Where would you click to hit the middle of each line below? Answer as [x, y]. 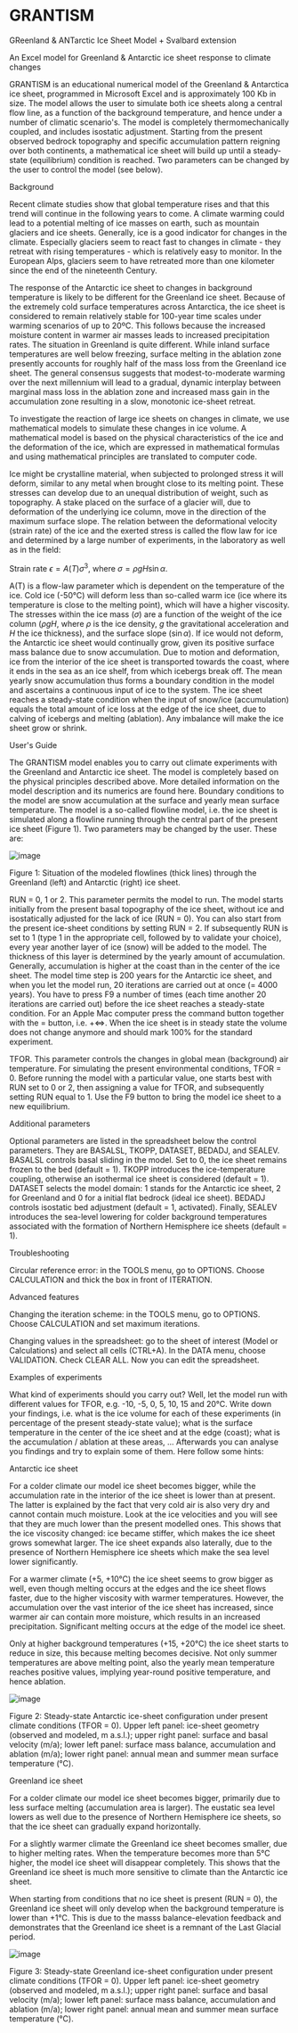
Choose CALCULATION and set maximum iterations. [105, 1323]
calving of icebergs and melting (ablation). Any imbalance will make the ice [147, 718]
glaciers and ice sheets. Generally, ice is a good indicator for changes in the [148, 232]
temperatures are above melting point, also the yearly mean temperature [142, 1662]
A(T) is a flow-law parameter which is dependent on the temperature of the [147, 586]
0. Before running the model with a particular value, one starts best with [141, 1078]
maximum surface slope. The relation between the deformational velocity [143, 521]
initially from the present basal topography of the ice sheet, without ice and [147, 909]
